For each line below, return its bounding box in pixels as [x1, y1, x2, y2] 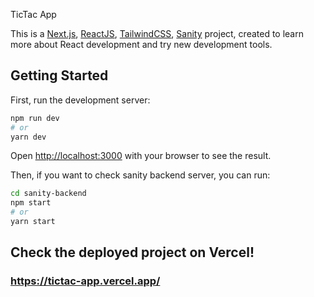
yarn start [10, 217, 56, 227]
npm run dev [10, 113, 60, 123]
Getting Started [10, 67, 109, 84]
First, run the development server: [10, 94, 151, 106]
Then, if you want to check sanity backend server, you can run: [10, 169, 271, 181]
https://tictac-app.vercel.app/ [10, 274, 161, 288]
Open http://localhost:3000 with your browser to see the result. [10, 150, 272, 162]
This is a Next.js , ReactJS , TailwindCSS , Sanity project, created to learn [10, 28, 304, 39]
